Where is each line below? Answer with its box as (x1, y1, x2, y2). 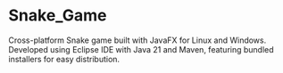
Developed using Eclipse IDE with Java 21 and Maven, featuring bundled (8, 44, 274, 54)
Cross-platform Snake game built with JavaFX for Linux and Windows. (8, 35, 267, 45)
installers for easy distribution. (8, 53, 121, 64)
